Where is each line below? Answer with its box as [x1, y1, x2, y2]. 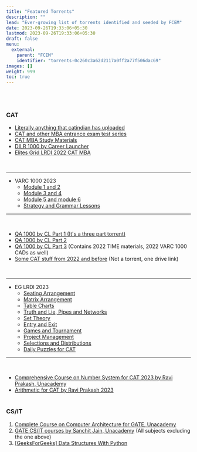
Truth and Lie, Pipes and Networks [23, 308, 107, 315]
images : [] [6, 63, 33, 69]
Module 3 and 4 [23, 190, 62, 197]
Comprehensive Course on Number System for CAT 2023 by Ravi [14, 374, 173, 381]
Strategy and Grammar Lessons [23, 202, 101, 209]
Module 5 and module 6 [23, 196, 81, 203]
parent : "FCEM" [16, 52, 54, 58]
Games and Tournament [23, 327, 82, 334]
